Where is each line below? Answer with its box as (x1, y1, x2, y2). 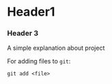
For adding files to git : (7, 57, 71, 66)
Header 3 (7, 29, 39, 38)
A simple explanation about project (7, 44, 105, 52)
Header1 (7, 4, 55, 20)
